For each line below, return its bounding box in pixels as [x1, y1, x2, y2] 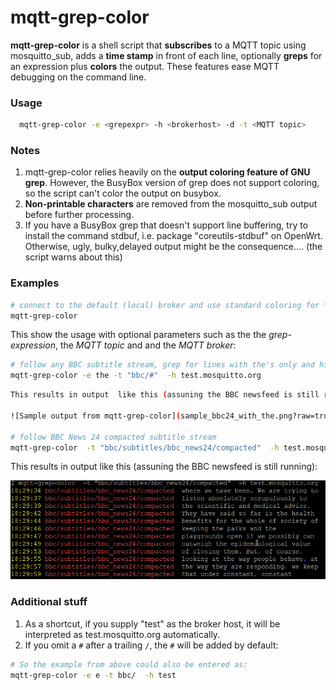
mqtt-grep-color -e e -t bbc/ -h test [10, 670, 177, 680]
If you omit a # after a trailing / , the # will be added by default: [24, 639, 279, 651]
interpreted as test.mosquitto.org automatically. [24, 628, 221, 640]
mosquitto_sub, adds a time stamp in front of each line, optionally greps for [10, 49, 323, 61]
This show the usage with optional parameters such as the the [10, 329, 267, 341]
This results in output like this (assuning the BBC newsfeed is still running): [10, 461, 318, 473]
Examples [10, 276, 60, 290]
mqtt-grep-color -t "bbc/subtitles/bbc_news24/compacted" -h [10, 442, 280, 453]
